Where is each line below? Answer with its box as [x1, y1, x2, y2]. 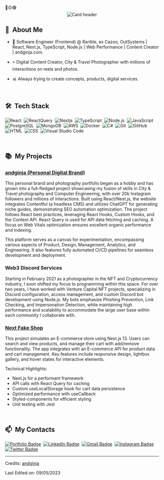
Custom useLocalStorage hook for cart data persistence [12, 385, 125, 391]
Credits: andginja [5, 460, 40, 466]
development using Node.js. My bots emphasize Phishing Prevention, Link [5, 296, 154, 302]
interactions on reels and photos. [12, 66, 79, 72]
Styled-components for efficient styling [12, 396, 92, 402]
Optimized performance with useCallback [12, 391, 96, 397]
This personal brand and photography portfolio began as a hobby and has [5, 180, 154, 186]
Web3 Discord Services [5, 264, 62, 271]
